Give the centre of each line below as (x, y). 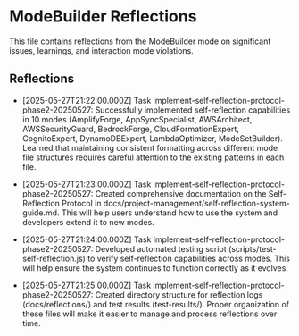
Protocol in (82, 203)
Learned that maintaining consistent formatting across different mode (150, 147)
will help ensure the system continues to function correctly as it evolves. (155, 268)
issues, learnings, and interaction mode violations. (101, 50)
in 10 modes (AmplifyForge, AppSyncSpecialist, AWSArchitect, (137, 119)
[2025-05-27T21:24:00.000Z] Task (87, 239)
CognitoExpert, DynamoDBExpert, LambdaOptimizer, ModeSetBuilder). (153, 138)
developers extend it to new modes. (88, 222)
